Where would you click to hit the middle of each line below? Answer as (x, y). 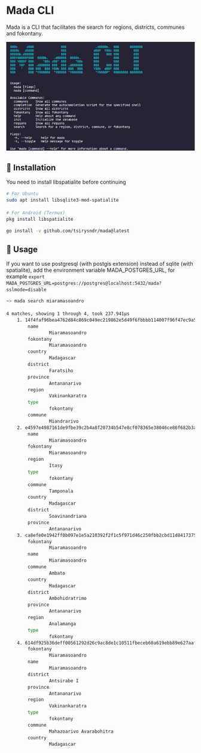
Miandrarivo (64, 421)
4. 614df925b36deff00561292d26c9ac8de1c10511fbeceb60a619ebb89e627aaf (107, 643)
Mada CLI (30, 10)
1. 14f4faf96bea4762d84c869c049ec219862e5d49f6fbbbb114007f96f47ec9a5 (107, 320)
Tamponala (61, 491)
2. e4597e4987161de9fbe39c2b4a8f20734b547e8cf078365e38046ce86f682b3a (107, 427)
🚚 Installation (31, 168)
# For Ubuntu (22, 194)
